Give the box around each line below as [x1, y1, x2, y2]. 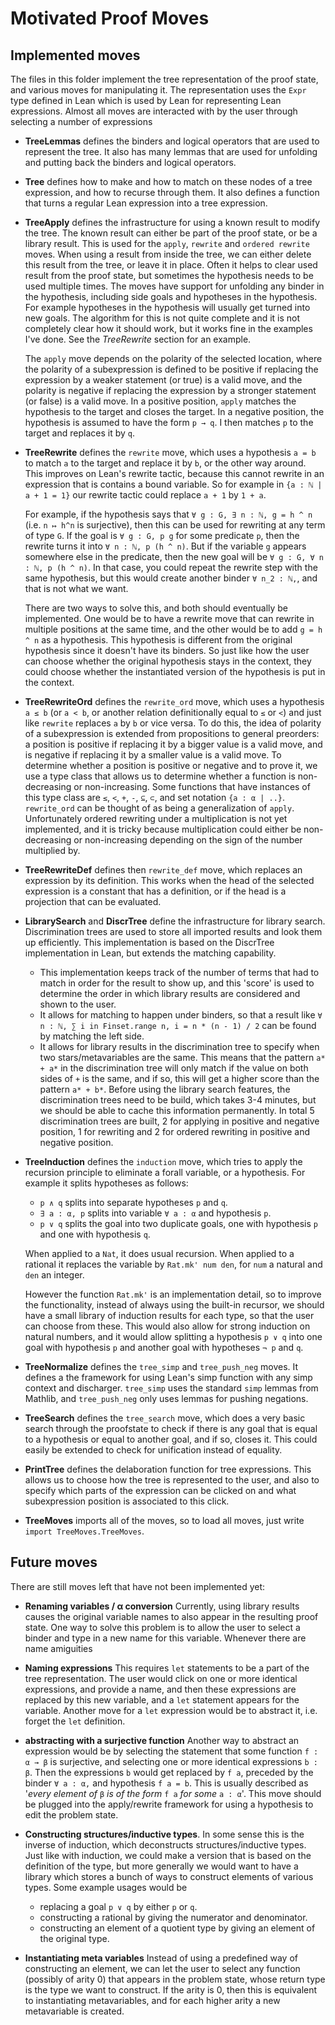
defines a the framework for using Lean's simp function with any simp [24, 1372, 313, 1383]
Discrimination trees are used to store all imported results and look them [24, 926, 323, 937]
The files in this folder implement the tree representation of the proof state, [10, 73, 319, 85]
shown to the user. [39, 998, 117, 1010]
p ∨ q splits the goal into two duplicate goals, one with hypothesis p [39, 1218, 318, 1229]
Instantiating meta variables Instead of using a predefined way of [24, 1952, 298, 1964]
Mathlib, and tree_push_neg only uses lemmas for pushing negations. [24, 1393, 309, 1404]
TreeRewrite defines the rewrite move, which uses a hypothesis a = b [24, 447, 317, 458]
